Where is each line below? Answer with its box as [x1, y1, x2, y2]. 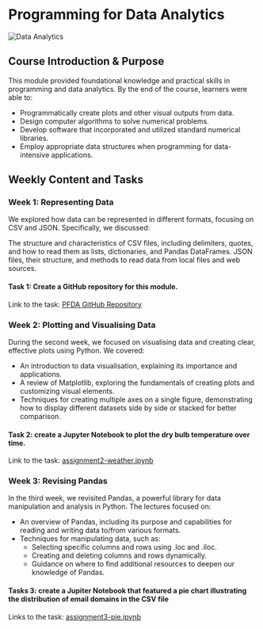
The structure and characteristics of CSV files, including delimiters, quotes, [8, 238, 253, 248]
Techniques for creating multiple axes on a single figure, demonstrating [19, 395, 253, 404]
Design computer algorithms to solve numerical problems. [19, 116, 210, 126]
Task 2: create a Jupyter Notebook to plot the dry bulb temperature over [8, 429, 250, 439]
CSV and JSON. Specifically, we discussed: [8, 223, 151, 233]
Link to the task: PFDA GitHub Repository [8, 299, 143, 309]
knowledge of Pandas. [31, 568, 105, 578]
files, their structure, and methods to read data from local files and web [8, 255, 241, 265]
